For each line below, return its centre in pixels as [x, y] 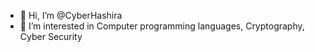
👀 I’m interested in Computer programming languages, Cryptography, [162, 26]
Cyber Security [51, 36]
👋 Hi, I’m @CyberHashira [71, 15]
